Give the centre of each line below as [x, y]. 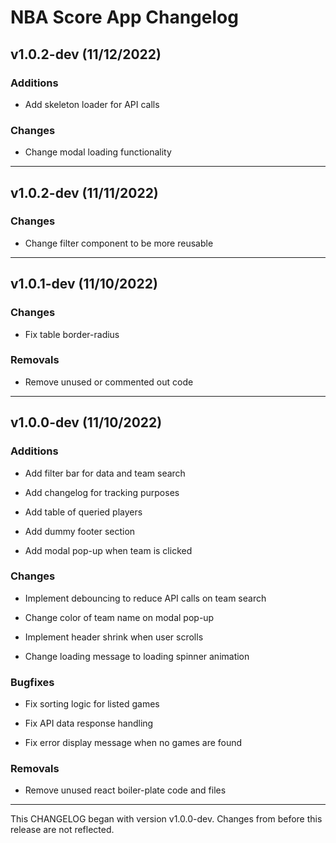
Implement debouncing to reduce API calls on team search [145, 598]
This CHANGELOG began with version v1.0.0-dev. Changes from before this [166, 819]
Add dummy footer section [80, 531]
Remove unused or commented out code [109, 382]
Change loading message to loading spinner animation [137, 656]
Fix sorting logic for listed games [92, 704]
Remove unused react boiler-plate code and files [125, 790]
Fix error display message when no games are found [133, 743]
